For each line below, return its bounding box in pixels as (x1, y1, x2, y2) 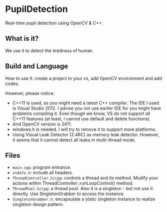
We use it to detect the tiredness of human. (5, 47, 94, 53)
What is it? (5, 34, 39, 43)
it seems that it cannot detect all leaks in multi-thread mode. (12, 137, 136, 143)
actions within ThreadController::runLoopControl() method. (12, 180, 134, 186)
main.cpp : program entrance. (12, 164, 71, 170)
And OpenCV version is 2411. (12, 121, 72, 127)
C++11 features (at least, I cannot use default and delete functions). (12, 115, 151, 121)
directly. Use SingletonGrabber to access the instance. (12, 191, 125, 197)
